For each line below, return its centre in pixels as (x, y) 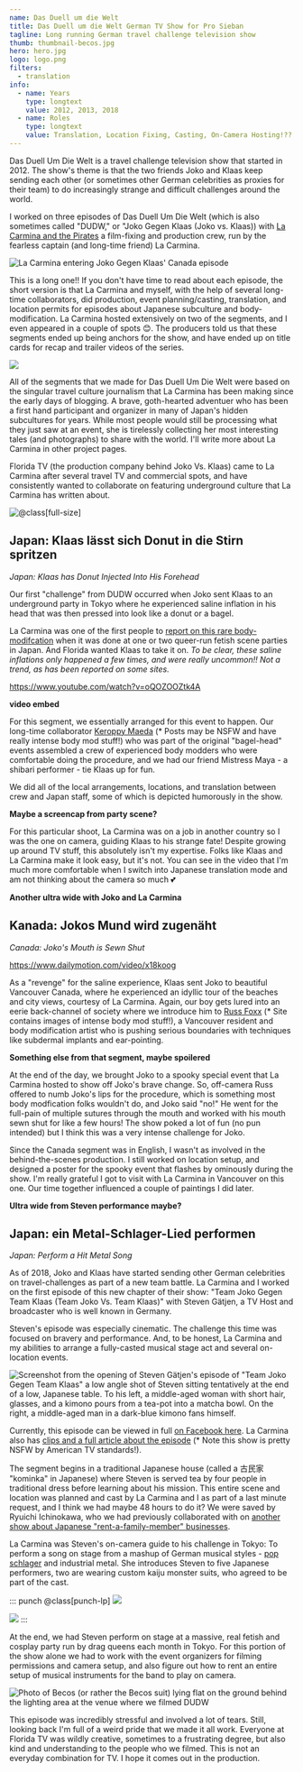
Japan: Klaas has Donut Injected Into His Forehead (105, 576)
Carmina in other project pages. (69, 448)
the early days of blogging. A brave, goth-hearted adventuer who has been (149, 400)
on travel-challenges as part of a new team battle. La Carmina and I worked (150, 1282)
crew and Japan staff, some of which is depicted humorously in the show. (146, 796)
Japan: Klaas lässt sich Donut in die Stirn (126, 541)
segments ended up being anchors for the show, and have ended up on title (150, 337)
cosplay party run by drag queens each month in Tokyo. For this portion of (147, 1647)
